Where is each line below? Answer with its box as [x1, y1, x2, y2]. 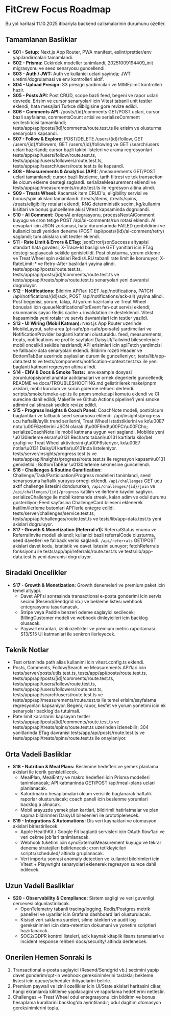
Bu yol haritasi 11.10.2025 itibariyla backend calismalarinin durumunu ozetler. [5, 20, 166, 27]
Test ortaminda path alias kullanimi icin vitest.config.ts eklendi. [12, 659, 144, 665]
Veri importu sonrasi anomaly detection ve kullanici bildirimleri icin [20, 856, 160, 862]
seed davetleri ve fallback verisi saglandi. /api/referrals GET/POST [12, 537, 157, 544]
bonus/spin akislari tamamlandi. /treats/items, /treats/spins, [12, 195, 138, 201]
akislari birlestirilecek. [12, 823, 59, 830]
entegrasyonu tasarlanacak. [20, 604, 79, 610]
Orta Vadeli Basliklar [5, 750, 71, 759]
